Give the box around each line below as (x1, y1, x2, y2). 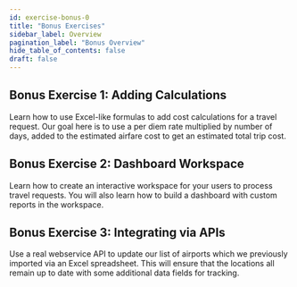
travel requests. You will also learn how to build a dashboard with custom (9, 190, 278, 200)
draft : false (9, 55, 58, 63)
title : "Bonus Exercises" (9, 21, 105, 30)
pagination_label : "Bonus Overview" (9, 38, 145, 47)
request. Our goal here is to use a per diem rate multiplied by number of (9, 121, 273, 131)
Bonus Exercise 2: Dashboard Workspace (9, 156, 245, 172)
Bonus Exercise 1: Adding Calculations (9, 88, 227, 103)
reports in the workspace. (9, 198, 104, 210)
